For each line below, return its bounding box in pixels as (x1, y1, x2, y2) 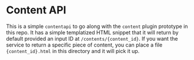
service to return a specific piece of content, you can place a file (6, 41, 163, 48)
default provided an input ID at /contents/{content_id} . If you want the (6, 35, 178, 42)
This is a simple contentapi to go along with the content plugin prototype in (6, 23, 188, 30)
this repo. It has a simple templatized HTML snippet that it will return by (6, 29, 179, 36)
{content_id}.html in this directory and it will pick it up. (6, 47, 140, 54)
